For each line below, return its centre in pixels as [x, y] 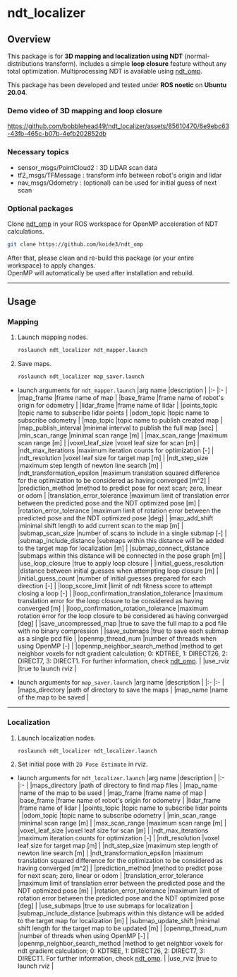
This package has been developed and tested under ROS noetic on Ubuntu [117, 85]
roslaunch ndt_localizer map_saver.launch [81, 377]
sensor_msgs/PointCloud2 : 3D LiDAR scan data [87, 167]
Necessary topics [38, 152]
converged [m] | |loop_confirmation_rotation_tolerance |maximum [113, 609]
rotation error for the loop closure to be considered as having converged [123, 616]
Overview [29, 39]
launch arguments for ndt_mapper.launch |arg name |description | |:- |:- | [122, 390]
